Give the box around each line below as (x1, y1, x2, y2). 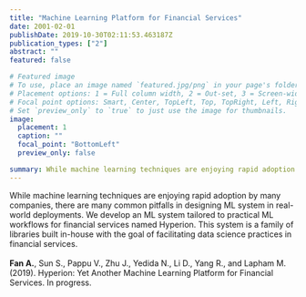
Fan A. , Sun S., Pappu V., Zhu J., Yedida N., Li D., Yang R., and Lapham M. (9, 257, 287, 269)
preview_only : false (17, 148, 96, 158)
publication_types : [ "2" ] (9, 38, 107, 48)
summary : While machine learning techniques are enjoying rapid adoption (9, 165, 296, 174)
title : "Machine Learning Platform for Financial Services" (9, 13, 243, 23)
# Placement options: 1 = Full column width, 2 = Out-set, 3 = (9, 88, 255, 98)
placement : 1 (17, 123, 67, 132)
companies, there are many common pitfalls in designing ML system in (9, 200, 274, 210)
